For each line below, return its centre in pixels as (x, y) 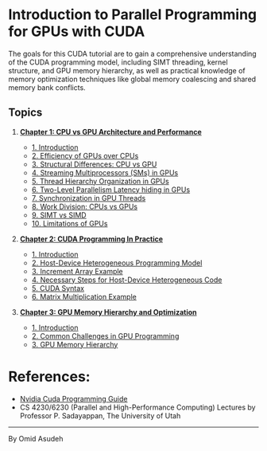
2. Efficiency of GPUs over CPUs (85, 155)
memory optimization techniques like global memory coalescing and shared (132, 79)
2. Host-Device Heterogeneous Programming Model (117, 263)
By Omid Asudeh (36, 438)
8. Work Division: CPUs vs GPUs (84, 206)
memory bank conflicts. (47, 87)
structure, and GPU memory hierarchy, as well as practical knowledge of (127, 70)
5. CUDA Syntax (58, 288)
